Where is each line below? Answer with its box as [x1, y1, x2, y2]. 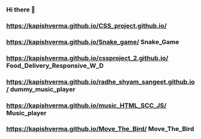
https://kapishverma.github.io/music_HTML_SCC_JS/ [6, 101, 167, 110]
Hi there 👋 [6, 5, 36, 14]
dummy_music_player [10, 85, 76, 93]
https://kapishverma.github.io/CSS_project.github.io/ [6, 21, 167, 29]
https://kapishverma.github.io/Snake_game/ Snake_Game [6, 37, 179, 46]
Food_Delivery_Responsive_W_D [6, 61, 104, 70]
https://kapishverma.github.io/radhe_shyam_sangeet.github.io [6, 78, 195, 86]
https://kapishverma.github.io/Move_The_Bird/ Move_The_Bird [6, 125, 194, 133]
